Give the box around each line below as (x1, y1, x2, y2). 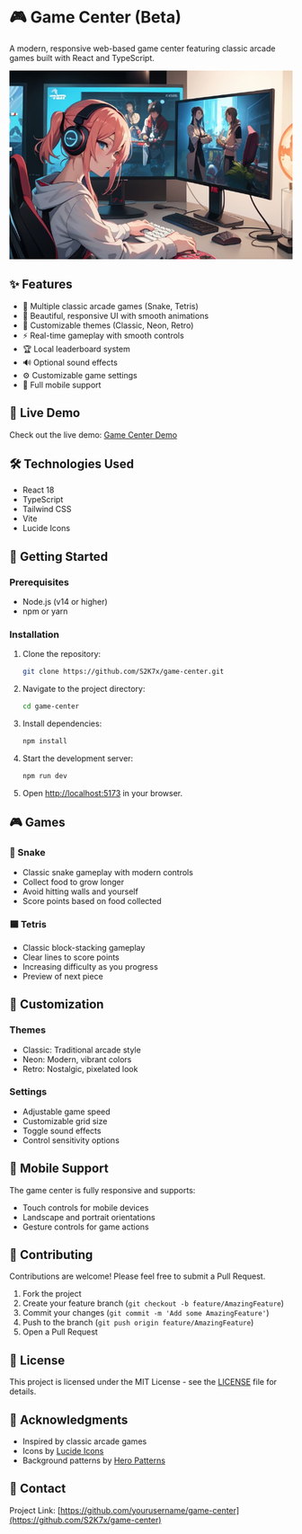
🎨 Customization (9, 997, 104, 1012)
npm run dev (22, 771, 67, 780)
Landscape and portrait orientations (22, 1211, 155, 1222)
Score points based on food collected (22, 895, 162, 906)
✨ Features (9, 277, 73, 292)
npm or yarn (22, 606, 68, 616)
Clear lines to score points (22, 952, 120, 962)
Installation (9, 628, 60, 641)
